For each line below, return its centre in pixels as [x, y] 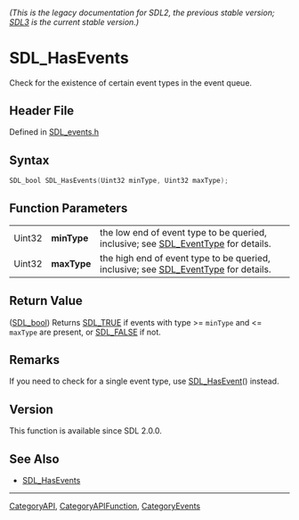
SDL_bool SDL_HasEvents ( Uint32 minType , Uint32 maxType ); [119, 181]
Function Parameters [69, 208]
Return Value [46, 301]
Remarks [35, 360]
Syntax [29, 160]
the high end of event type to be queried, [185, 258]
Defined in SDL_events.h [54, 132]
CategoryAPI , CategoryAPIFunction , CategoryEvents [105, 506]
